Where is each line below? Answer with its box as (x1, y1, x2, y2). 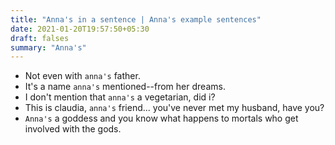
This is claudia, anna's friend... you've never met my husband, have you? (24, 102, 325, 114)
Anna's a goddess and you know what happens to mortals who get (24, 112, 299, 125)
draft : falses (10, 33, 70, 43)
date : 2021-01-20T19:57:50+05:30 (10, 24, 150, 34)
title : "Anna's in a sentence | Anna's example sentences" (10, 14, 262, 25)
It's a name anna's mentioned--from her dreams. (24, 81, 226, 93)
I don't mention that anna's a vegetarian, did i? (24, 91, 216, 103)
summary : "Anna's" (10, 42, 87, 53)
